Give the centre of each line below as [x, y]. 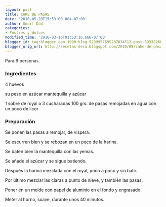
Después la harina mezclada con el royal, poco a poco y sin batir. [71, 171]
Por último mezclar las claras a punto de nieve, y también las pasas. [74, 180]
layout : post [19, 10]
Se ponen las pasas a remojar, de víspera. [48, 132]
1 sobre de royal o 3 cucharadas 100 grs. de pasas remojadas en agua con [81, 103]
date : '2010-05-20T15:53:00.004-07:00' [46, 19]
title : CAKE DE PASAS [27, 14]
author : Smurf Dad [24, 24]
